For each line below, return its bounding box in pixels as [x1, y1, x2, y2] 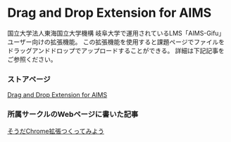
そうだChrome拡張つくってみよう [7, 127, 104, 135]
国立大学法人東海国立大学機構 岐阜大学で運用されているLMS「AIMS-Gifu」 [7, 29, 225, 37]
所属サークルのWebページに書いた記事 [7, 110, 139, 120]
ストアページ [7, 74, 51, 84]
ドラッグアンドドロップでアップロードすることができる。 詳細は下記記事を [7, 46, 225, 55]
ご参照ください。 [7, 55, 57, 64]
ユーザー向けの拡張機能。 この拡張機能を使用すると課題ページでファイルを [7, 37, 225, 46]
